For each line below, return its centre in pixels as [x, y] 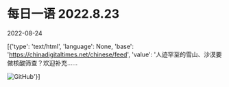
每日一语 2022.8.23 [63, 14]
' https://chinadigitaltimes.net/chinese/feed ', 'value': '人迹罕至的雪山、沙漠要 [114, 54]
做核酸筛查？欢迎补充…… [43, 63]
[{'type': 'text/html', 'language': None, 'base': [71, 46]
